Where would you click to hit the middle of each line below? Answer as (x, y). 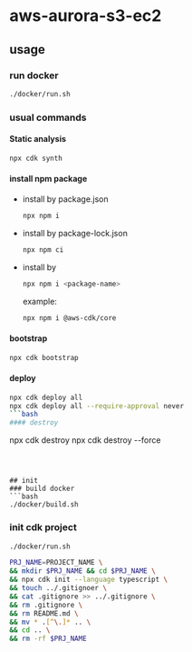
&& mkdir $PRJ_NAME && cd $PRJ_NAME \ (82, 571)
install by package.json (65, 199)
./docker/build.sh (44, 505)
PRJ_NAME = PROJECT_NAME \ (56, 563)
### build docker (42, 489)
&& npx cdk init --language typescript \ (89, 580)
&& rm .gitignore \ (46, 605)
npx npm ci (43, 250)
